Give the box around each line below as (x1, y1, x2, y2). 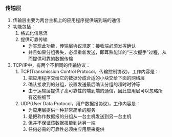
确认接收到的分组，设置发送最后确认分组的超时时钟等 (28, 81, 141, 88)
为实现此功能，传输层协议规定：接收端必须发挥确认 (28, 43, 136, 49)
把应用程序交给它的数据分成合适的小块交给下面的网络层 (28, 75, 145, 81)
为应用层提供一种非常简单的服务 (28, 107, 96, 113)
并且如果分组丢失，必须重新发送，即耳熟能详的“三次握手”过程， (28, 49, 162, 55)
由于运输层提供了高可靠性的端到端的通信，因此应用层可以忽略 (28, 88, 159, 94)
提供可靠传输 (20, 36, 48, 43)
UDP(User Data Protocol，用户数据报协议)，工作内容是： (20, 101, 141, 107)
